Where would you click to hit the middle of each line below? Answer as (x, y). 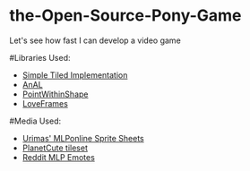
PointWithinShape (55, 94)
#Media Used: (35, 121)
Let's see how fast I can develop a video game (95, 40)
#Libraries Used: (40, 57)
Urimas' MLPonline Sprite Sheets (83, 138)
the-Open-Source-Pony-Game (125, 16)
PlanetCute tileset (55, 148)
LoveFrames (45, 103)
